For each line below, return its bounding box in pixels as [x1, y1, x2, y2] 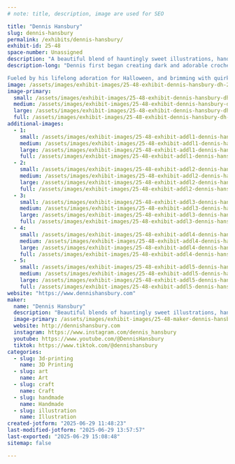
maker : [7, 296, 27, 303]
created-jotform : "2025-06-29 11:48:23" [7, 420, 127, 428]
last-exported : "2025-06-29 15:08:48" [7, 433, 120, 440]
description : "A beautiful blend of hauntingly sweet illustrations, [7, 55, 215, 63]
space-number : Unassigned [7, 49, 83, 56]
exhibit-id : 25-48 [7, 43, 61, 50]
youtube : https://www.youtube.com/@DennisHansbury [13, 335, 164, 342]
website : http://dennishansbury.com [13, 322, 120, 329]
